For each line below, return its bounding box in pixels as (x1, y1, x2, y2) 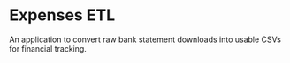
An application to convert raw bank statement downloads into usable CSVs (9, 34, 281, 45)
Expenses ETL (9, 5, 116, 25)
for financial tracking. (9, 43, 87, 53)
